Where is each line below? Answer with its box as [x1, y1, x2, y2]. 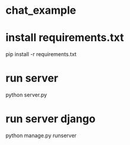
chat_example [5, 4, 77, 17]
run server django [5, 112, 96, 126]
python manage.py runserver [5, 132, 77, 139]
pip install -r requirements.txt [5, 51, 77, 58]
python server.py [5, 91, 47, 98]
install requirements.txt [5, 31, 124, 45]
